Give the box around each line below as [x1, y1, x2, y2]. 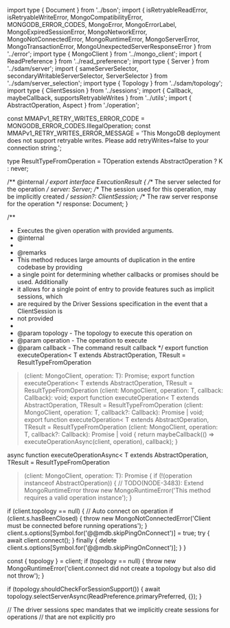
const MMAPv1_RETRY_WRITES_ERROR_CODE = [7, 114, 146, 123]
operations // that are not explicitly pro [7, 613, 115, 621]
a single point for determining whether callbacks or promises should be [16, 270, 219, 278]
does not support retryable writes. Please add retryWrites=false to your [7, 136, 209, 144]
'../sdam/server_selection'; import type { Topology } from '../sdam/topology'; [7, 79, 223, 87]
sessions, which [16, 292, 63, 301]
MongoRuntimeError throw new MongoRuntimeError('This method [23, 486, 211, 494]
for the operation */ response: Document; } [7, 200, 128, 207]
